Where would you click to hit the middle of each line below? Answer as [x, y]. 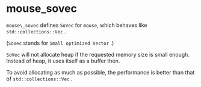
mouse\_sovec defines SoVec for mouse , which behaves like [77, 25]
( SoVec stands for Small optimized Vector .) [60, 43]
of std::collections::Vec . [39, 79]
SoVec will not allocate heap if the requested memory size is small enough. [98, 54]
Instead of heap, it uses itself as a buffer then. [63, 61]
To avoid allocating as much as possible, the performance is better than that [100, 72]
